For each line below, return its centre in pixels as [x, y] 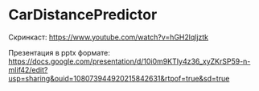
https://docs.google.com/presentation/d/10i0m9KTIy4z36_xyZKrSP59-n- [129, 61]
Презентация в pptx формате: [60, 52]
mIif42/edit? [28, 69]
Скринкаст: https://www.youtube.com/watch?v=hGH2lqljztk [109, 37]
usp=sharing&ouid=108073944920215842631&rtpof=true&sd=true [119, 78]
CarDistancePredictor [83, 15]
